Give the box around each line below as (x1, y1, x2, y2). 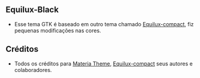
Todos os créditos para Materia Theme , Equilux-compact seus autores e (14, 60, 193, 67)
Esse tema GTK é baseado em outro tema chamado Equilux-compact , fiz (14, 20, 194, 27)
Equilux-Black (5, 5, 59, 15)
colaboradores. (14, 66, 52, 73)
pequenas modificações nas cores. (14, 27, 101, 34)
